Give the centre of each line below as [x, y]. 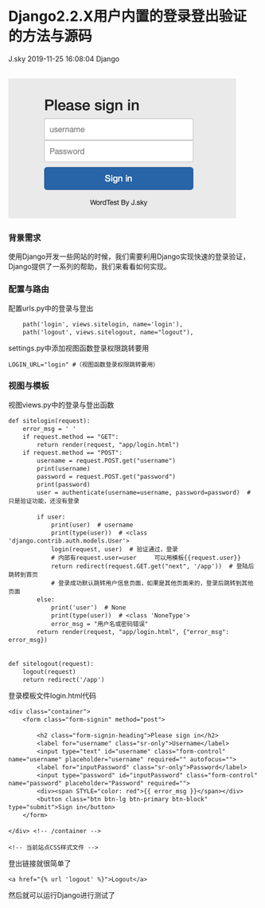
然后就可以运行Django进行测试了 [62, 895]
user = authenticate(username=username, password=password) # [144, 492]
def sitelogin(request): [49, 421]
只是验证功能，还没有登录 [44, 501]
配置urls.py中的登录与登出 [51, 308]
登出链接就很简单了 [40, 863]
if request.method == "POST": [73, 452]
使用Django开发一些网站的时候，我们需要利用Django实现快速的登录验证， [129, 256]
